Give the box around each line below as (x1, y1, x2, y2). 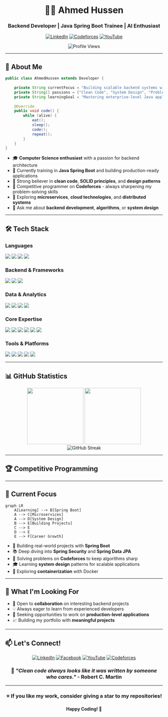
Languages (5, 242, 33, 249)
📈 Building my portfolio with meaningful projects (12, 617, 115, 623)
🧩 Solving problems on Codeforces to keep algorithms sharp (12, 555, 138, 561)
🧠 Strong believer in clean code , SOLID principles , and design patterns (12, 178, 161, 184)
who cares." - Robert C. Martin (45, 673, 122, 680)
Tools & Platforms (5, 340, 49, 347)
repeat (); (31, 132, 52, 137)
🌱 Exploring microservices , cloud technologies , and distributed (12, 194, 146, 200)
